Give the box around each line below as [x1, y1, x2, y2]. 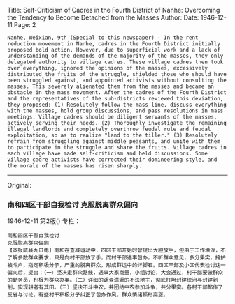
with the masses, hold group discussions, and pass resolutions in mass [7, 107, 224, 114]
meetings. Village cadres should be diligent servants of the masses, [7, 114, 218, 121]
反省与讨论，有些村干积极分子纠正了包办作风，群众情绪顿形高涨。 [7, 291, 169, 298]
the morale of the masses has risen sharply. [7, 162, 142, 169]
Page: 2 [13, 21, 36, 29]
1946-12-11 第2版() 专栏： [7, 217, 81, 225]
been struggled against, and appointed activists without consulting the [7, 77, 227, 84]
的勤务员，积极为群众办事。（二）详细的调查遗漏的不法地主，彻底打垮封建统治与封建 [7, 277, 213, 284]
